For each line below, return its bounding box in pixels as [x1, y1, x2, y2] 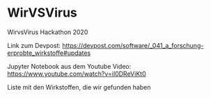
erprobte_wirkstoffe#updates [7, 49, 91, 57]
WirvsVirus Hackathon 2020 [7, 28, 88, 36]
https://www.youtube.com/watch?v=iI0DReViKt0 [7, 70, 146, 78]
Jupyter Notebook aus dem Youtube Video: [7, 62, 132, 70]
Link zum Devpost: [7, 41, 61, 49]
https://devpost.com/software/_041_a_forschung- [62, 41, 204, 49]
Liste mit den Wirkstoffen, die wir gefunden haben [7, 83, 151, 91]
